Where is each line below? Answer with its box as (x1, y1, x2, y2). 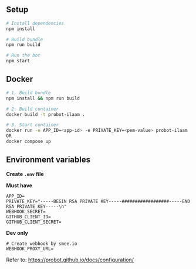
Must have (6, 182, 33, 189)
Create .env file (6, 170, 44, 177)
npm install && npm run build (6, 95, 80, 101)
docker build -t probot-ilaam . (6, 111, 85, 117)
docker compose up (6, 138, 51, 144)
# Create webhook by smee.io (6, 241, 77, 247)
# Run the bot (6, 52, 41, 58)
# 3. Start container (6, 122, 59, 128)
